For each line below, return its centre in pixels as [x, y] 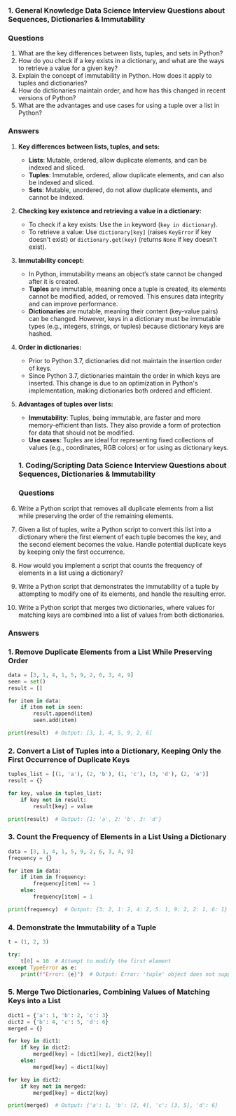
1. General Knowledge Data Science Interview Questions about [117, 11]
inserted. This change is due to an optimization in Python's [113, 383]
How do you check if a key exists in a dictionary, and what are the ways [121, 61]
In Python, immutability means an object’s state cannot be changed [125, 274]
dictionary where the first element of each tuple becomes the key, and [119, 537]
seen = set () [27, 681]
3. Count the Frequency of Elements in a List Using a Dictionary [117, 837]
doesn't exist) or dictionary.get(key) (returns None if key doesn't [123, 239]
